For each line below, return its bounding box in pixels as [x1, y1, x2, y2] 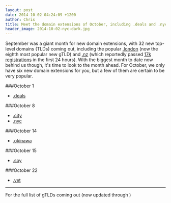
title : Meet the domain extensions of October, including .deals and [5, 21, 156, 27]
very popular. [5, 73, 33, 79]
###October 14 [5, 128, 37, 134]
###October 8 [5, 103, 35, 109]
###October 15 [5, 147, 37, 154]
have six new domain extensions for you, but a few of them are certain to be [5, 67, 165, 74]
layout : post [5, 7, 33, 13]
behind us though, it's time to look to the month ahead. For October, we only [5, 62, 165, 68]
